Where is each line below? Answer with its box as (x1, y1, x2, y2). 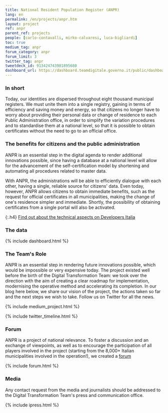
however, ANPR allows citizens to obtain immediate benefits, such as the (5, 188, 155, 194)
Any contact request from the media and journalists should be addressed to (5, 387, 161, 393)
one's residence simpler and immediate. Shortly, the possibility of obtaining (5, 199, 160, 205)
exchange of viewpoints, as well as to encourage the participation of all (5, 342, 152, 349)
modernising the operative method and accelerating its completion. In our (5, 283, 156, 289)
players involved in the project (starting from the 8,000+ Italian (5, 348, 134, 354)
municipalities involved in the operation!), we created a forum (5, 353, 131, 359)
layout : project (5, 21, 39, 27)
